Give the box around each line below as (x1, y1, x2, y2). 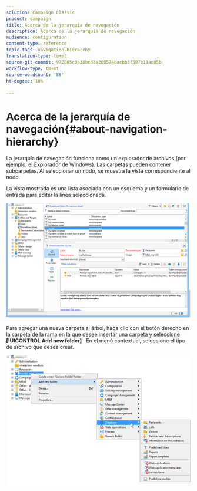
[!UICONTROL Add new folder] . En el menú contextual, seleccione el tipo (6, 337, 186, 344)
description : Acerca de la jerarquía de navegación (6, 28, 135, 34)
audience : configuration (6, 34, 67, 41)
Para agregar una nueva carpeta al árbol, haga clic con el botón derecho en (6, 325, 189, 332)
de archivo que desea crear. (6, 344, 74, 351)
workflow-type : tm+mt (6, 65, 59, 71)
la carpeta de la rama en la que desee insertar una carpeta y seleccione (6, 331, 181, 338)
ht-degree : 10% (6, 78, 44, 84)
